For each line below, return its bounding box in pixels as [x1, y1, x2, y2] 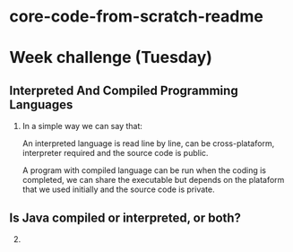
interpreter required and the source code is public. [22, 148, 209, 159]
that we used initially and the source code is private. [22, 184, 215, 195]
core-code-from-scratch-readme [9, 6, 264, 27]
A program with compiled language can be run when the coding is [22, 165, 267, 176]
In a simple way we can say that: [22, 121, 143, 132]
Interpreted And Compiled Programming [9, 83, 239, 98]
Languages [9, 97, 73, 112]
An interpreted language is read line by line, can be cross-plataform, [22, 138, 275, 149]
